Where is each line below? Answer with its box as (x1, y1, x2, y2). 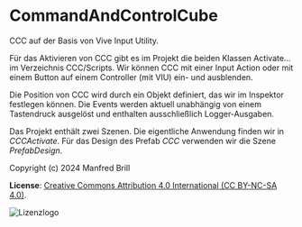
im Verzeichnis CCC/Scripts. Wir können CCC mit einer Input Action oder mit (9, 62, 294, 73)
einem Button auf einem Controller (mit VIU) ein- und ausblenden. (9, 71, 254, 82)
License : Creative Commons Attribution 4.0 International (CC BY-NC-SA (9, 179, 278, 190)
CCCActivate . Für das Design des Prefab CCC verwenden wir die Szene (9, 135, 277, 146)
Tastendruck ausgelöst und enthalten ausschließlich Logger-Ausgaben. (9, 108, 275, 119)
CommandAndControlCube (9, 5, 218, 26)
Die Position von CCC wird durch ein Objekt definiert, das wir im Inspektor (9, 89, 284, 100)
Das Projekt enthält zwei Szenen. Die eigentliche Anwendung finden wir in (9, 125, 285, 136)
